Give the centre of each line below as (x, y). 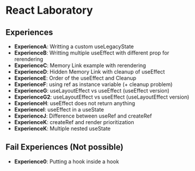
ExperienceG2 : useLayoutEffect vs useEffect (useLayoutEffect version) (102, 97)
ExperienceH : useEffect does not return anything (75, 103)
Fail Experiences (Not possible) (65, 147)
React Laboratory (49, 10)
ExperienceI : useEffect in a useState (59, 110)
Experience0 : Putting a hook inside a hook (67, 161)
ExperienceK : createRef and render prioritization (74, 122)
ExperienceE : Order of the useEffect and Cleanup (75, 78)
